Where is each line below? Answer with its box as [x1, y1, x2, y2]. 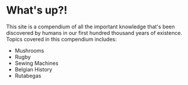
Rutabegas [14, 72, 42, 79]
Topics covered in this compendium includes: [6, 35, 117, 42]
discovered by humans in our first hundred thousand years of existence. [6, 29, 183, 36]
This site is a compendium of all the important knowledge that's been [6, 23, 175, 30]
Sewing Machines [14, 60, 59, 67]
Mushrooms [14, 47, 44, 54]
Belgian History [14, 66, 52, 73]
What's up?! [6, 4, 68, 17]
